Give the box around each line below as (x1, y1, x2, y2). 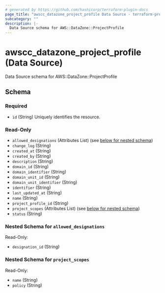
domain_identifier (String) (12, 169, 66, 175)
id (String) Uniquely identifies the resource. (12, 114, 101, 120)
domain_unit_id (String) (12, 174, 60, 180)
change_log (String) (12, 143, 51, 148)
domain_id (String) (12, 164, 49, 170)
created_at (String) (12, 148, 51, 154)
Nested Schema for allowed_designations (5, 223, 105, 230)
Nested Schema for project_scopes (5, 256, 89, 263)
